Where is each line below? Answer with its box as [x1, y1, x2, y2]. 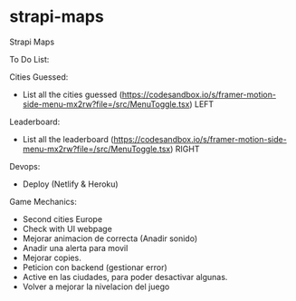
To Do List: [9, 53, 50, 64]
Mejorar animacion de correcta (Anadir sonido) [22, 233, 198, 244]
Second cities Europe [22, 213, 102, 224]
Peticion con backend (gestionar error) [22, 261, 167, 273]
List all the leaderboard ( [22, 133, 114, 144]
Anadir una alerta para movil [22, 242, 129, 253]
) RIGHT [170, 143, 200, 154]
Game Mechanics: [9, 196, 77, 207]
